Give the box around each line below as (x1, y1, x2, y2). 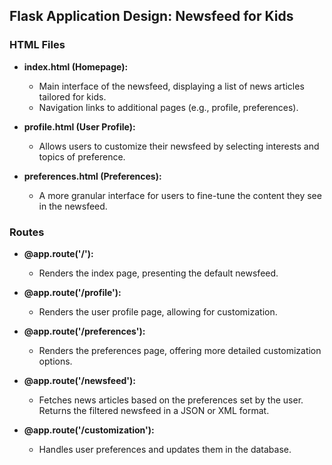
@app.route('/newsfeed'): (23, 374, 137, 386)
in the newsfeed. (38, 200, 108, 212)
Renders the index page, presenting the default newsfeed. (38, 267, 279, 279)
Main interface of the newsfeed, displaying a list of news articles (38, 80, 305, 92)
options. (38, 355, 73, 367)
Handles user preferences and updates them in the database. (38, 443, 292, 455)
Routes (9, 225, 45, 239)
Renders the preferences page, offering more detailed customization (38, 344, 322, 356)
